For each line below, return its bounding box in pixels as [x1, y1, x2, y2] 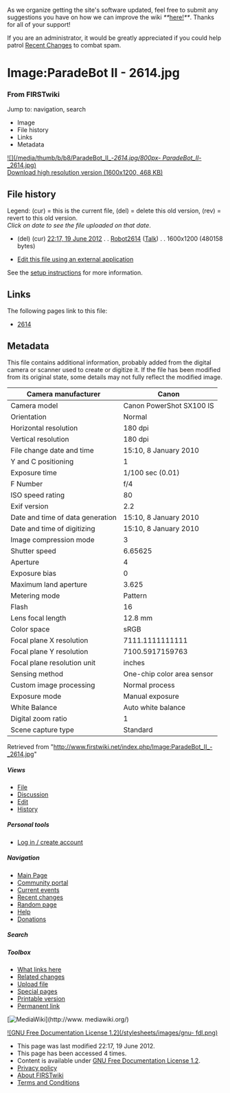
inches [123, 658, 146, 667]
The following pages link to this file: [7, 307, 108, 315]
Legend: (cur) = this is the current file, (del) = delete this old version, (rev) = [7, 206, 222, 215]
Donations [16, 915, 47, 923]
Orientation [10, 412, 47, 422]
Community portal [16, 878, 69, 887]
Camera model [10, 400, 58, 410]
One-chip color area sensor [123, 669, 214, 678]
